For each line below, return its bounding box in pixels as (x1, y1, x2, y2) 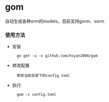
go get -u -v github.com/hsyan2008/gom (17, 53, 98, 59)
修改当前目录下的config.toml (17, 73, 70, 78)
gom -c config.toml (17, 92, 56, 97)
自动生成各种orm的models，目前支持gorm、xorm (5, 18, 105, 24)
